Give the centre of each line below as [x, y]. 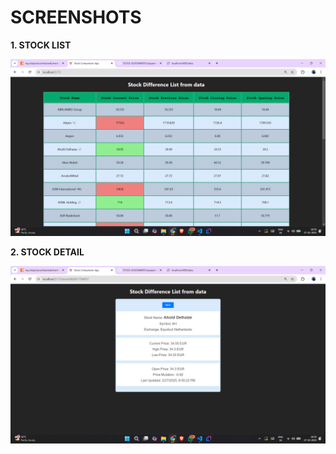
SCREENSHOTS [76, 17]
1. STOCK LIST [41, 45]
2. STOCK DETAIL [47, 252]
